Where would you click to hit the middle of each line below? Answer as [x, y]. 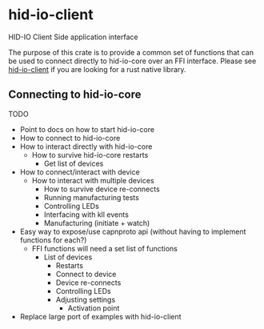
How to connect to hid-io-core [70, 138]
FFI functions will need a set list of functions [105, 248]
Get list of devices [74, 163]
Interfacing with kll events [86, 215]
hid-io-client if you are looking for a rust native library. [97, 69]
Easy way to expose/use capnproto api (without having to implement [133, 231]
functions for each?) [53, 240]
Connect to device [86, 274]
